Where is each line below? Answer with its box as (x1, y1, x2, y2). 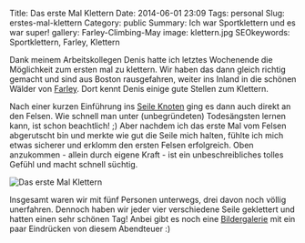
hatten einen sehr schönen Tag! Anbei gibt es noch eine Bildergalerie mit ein (9, 214, 296, 224)
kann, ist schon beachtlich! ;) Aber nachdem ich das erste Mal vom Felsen (9, 120, 287, 131)
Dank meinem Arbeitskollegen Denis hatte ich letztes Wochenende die (9, 55, 273, 65)
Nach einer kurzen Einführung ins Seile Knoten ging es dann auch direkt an (9, 101, 291, 112)
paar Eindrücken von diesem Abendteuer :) (9, 223, 171, 234)
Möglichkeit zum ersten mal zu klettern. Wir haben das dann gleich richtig (9, 64, 287, 75)
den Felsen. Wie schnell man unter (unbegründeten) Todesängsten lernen (9, 111, 287, 121)
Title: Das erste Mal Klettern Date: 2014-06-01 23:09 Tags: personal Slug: (9, 8, 285, 18)
